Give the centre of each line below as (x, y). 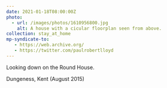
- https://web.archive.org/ (49, 45)
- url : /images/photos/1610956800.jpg (60, 23)
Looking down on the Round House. (50, 67)
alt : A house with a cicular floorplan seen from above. (89, 28)
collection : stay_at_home (38, 34)
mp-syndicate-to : (28, 39)
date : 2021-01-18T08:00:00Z (41, 12)
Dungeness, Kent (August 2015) (45, 78)
